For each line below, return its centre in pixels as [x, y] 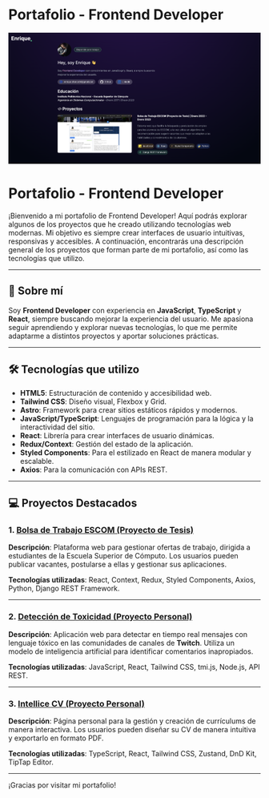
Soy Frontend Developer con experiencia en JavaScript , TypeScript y [125, 310]
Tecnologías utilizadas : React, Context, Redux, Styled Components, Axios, [132, 580]
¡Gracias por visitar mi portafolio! [62, 785]
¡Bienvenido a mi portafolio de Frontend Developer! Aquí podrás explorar [128, 216]
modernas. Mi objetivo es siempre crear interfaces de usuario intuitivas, [127, 232]
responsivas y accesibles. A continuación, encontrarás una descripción [126, 241]
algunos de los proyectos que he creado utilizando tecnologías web [120, 224]
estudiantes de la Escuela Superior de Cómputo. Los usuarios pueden [123, 556]
